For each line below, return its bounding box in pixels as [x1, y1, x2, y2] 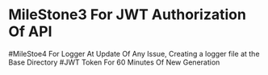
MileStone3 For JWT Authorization [8, 6, 246, 24]
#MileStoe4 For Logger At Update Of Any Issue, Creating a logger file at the [8, 49, 260, 58]
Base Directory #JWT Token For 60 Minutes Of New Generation [8, 57, 220, 67]
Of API [8, 22, 52, 41]
